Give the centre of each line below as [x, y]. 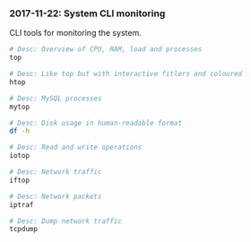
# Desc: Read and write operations [76, 147]
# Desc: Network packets [56, 196]
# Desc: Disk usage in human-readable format [95, 123]
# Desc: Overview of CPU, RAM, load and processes [106, 49]
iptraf [22, 204]
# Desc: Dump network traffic [66, 221]
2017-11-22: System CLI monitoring [87, 13]
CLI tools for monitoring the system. [75, 33]
